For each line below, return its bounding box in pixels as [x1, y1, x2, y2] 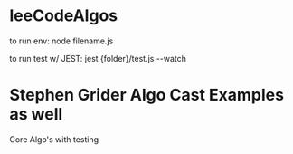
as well [9, 104, 63, 125]
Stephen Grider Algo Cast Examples [9, 85, 285, 105]
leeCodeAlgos [9, 5, 118, 26]
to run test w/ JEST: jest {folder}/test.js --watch [9, 53, 187, 63]
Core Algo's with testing [9, 133, 99, 145]
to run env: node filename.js [9, 35, 114, 46]
